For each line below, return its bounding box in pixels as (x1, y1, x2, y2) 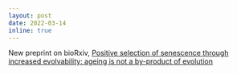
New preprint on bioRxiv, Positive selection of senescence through (8, 49, 229, 58)
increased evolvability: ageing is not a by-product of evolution (8, 56, 213, 66)
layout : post (8, 11, 52, 20)
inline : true (8, 26, 52, 34)
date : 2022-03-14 (8, 19, 67, 27)
